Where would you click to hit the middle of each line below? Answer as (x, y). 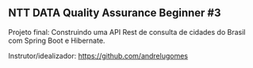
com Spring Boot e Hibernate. (57, 40)
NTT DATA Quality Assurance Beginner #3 (115, 13)
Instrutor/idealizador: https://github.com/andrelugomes (98, 55)
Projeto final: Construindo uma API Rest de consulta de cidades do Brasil (127, 32)
